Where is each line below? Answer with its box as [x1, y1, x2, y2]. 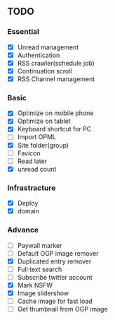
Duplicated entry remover [17, 257, 92, 266]
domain [17, 207, 40, 215]
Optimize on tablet [17, 117, 72, 126]
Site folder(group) [17, 141, 69, 149]
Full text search [17, 265, 62, 273]
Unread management [17, 42, 79, 52]
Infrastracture [7, 183, 56, 193]
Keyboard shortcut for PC [17, 125, 92, 134]
